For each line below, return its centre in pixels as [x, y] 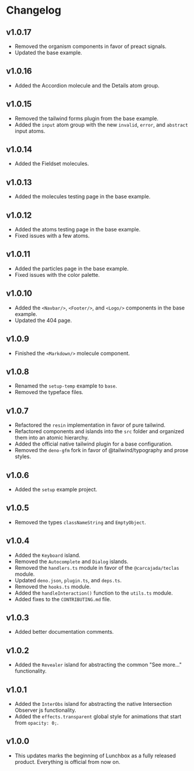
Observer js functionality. [45, 710]
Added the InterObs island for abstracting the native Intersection [93, 704]
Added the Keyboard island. [48, 555]
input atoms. [30, 131]
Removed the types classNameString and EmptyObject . [80, 522]
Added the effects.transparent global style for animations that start [98, 716]
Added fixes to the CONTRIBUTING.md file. [63, 599]
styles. [23, 457]
